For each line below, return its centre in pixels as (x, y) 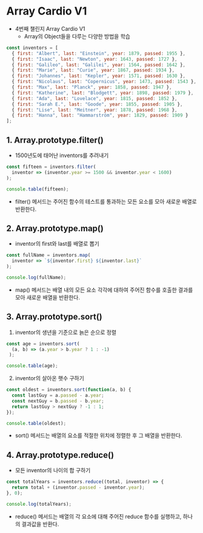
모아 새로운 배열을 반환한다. (48, 297)
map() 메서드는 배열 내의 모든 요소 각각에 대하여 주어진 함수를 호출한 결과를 (104, 290)
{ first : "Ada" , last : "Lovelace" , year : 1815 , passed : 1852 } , (95, 98)
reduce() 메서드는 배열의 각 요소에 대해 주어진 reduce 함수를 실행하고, (98, 516)
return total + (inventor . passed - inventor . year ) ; (78, 488)
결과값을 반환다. (40, 524)
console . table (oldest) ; (36, 423)
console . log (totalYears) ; (39, 504)
